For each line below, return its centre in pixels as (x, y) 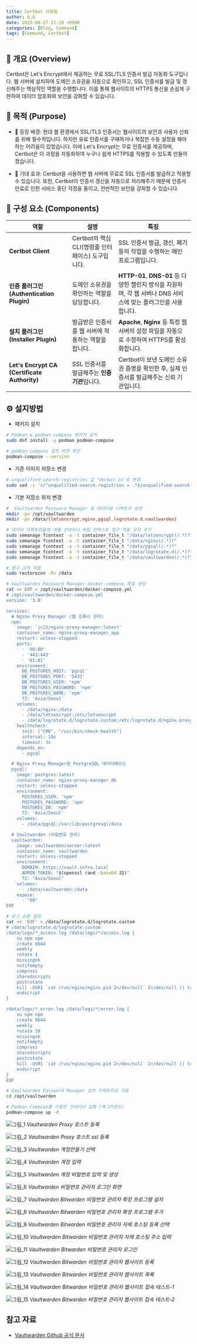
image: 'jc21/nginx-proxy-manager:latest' (69, 627)
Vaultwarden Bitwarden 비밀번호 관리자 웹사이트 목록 (92, 1274)
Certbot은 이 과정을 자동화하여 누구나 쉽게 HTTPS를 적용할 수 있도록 (93, 154)
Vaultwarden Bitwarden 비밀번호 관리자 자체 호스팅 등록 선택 (99, 1224)
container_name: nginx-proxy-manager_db (67, 780)
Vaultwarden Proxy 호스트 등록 (63, 1124)
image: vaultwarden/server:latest (59, 846)
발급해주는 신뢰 (156, 377)
